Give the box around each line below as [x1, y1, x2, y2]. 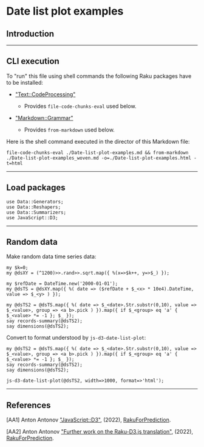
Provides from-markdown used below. [24, 126, 115, 133]
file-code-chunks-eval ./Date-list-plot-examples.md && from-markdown [6, 149, 189, 156]
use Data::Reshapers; [6, 204, 61, 210]
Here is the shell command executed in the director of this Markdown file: [6, 138, 190, 145]
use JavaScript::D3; [6, 214, 59, 220]
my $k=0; [6, 265, 29, 271]
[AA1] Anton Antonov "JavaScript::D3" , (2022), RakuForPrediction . [6, 416, 171, 424]
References [6, 400, 51, 410]
